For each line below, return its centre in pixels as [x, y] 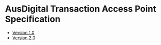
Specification [33, 19]
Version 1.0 [23, 32]
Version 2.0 [24, 38]
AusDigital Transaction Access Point [81, 9]
